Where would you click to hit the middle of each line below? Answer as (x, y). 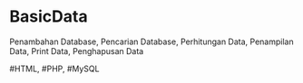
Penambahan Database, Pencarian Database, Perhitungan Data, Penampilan (151, 41)
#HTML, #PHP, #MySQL (54, 69)
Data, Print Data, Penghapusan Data (77, 51)
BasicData (49, 17)
